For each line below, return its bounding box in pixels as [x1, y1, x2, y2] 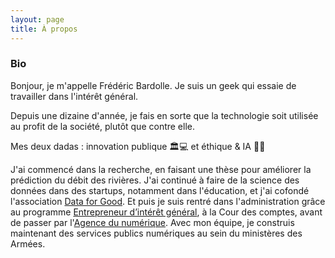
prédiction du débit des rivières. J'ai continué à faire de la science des [10, 174, 300, 186]
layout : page [10, 14, 65, 25]
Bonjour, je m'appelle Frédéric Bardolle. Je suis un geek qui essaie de [10, 79, 297, 91]
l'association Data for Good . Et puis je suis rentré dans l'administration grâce [10, 195, 326, 207]
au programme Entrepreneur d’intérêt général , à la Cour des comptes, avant [10, 206, 323, 218]
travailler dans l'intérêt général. [10, 90, 139, 102]
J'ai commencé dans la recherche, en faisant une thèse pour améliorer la [10, 163, 312, 175]
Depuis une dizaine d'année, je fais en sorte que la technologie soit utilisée [10, 109, 319, 121]
